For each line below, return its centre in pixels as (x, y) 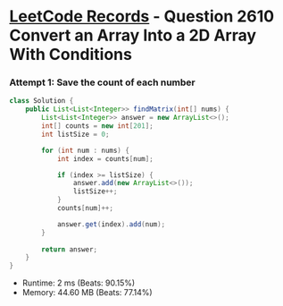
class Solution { (42, 101)
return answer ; (70, 249)
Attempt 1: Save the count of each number (102, 82)
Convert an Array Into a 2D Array (133, 35)
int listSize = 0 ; (75, 134)
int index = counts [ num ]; (105, 158)
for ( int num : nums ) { (85, 150)
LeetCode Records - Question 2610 (142, 17)
